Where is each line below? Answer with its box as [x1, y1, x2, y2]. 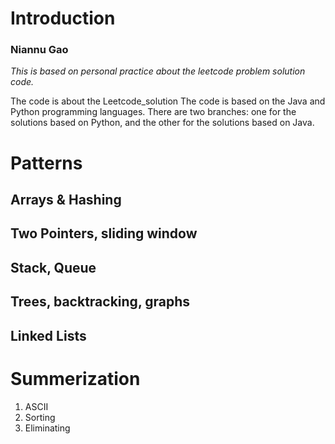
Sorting [24, 411, 56, 423]
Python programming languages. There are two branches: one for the [10, 106, 297, 118]
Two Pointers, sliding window [10, 225, 198, 242]
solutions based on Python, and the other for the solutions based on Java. [10, 117, 315, 129]
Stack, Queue [10, 259, 97, 276]
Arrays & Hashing [10, 192, 122, 209]
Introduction [10, 7, 116, 30]
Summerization [10, 367, 141, 390]
